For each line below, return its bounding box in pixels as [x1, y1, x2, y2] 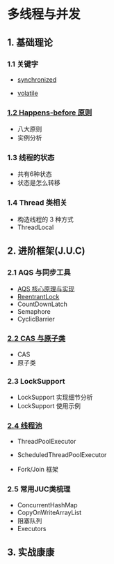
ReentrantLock [17, 293, 60, 301]
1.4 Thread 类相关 [7, 198, 67, 208]
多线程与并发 [7, 6, 81, 22]
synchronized [17, 75, 57, 84]
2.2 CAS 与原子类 [7, 333, 66, 343]
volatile [17, 89, 38, 97]
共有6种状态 [17, 170, 52, 178]
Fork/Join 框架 [17, 465, 59, 474]
